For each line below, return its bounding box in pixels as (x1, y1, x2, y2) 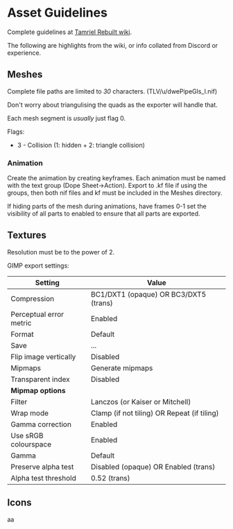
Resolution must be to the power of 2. (7, 248, 115, 256)
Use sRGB (10, 431, 44, 440)
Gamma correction (10, 419, 71, 429)
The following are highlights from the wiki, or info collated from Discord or (7, 41, 218, 49)
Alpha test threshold (10, 473, 76, 483)
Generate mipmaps (90, 363, 153, 372)
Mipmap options (10, 385, 66, 395)
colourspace (10, 439, 52, 449)
